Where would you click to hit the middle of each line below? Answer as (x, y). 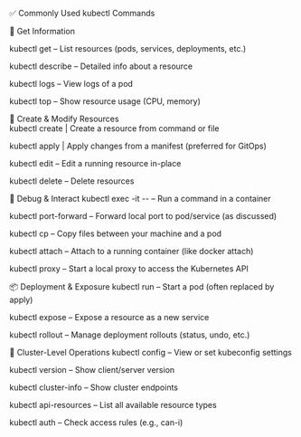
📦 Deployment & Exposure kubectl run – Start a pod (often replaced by (142, 287)
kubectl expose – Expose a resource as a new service (109, 317)
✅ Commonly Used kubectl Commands (82, 13)
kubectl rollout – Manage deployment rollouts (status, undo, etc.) (130, 335)
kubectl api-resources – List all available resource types (113, 405)
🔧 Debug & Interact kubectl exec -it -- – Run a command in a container (140, 199)
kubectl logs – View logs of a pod (71, 84)
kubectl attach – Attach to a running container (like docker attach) (132, 251)
